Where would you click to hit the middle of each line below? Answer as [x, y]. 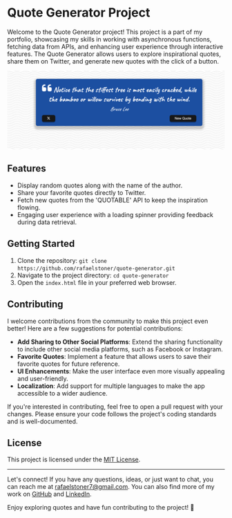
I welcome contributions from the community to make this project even [108, 321]
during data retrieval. [47, 222]
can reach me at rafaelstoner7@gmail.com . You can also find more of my [111, 487]
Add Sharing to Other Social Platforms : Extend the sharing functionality [120, 342]
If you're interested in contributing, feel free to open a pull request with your [115, 407]
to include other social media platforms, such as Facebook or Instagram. [120, 349]
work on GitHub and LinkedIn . [49, 494]
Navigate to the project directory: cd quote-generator [93, 275]
